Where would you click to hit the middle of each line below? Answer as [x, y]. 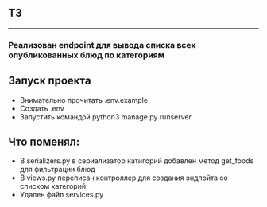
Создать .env [42, 108]
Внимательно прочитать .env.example [84, 100]
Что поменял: [44, 141]
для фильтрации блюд [57, 170]
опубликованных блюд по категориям [87, 55]
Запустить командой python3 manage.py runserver [106, 117]
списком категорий [52, 186]
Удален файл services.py [62, 195]
